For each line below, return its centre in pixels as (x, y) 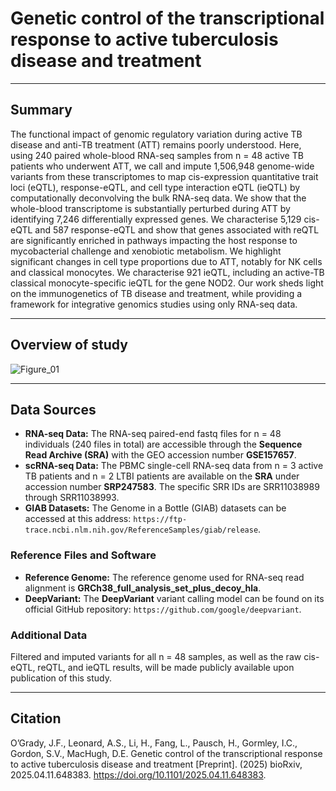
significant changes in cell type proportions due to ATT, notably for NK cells (166, 261)
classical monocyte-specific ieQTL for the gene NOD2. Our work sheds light (167, 283)
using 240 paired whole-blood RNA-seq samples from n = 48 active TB (157, 155)
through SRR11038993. (72, 498)
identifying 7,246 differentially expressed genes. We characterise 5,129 (156, 219)
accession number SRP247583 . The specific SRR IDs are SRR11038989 (172, 487)
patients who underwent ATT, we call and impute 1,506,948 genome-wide (162, 166)
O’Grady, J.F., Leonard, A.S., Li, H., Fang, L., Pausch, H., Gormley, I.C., (154, 743)
